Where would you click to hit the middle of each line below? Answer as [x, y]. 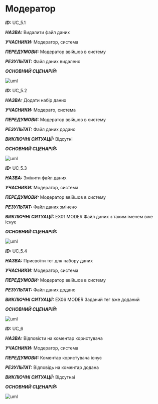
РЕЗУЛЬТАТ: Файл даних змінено [41, 207]
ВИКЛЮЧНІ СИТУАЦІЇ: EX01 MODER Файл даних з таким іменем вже [79, 216]
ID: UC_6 [14, 328]
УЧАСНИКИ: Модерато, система [41, 110]
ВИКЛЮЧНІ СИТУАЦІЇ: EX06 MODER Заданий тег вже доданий [72, 299]
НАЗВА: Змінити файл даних [36, 178]
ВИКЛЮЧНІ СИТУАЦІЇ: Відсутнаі [40, 377]
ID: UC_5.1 [16, 23]
